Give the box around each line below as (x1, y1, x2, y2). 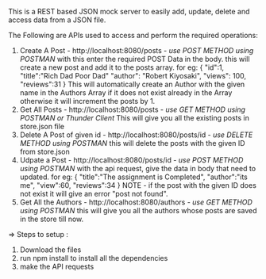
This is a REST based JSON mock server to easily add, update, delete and (8, 7, 250, 16)
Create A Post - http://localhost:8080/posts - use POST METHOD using (19, 46, 254, 55)
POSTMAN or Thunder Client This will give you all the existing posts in (19, 113, 250, 122)
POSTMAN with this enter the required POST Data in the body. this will (19, 55, 250, 63)
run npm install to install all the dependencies (19, 254, 168, 262)
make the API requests (19, 262, 94, 271)
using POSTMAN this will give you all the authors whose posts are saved (19, 206, 257, 215)
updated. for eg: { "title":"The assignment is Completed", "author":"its (19, 172, 248, 182)
